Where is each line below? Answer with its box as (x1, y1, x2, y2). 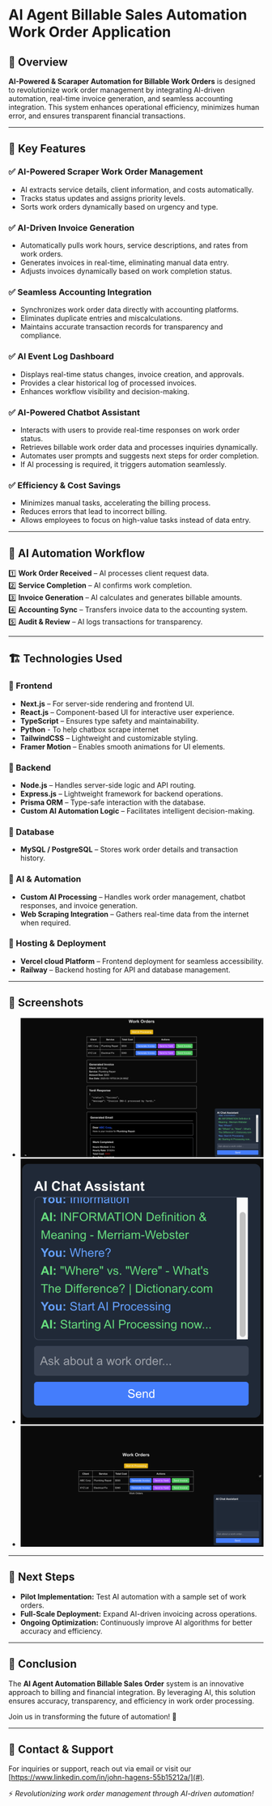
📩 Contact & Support (8, 1742, 114, 1756)
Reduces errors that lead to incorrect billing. (19, 507, 168, 516)
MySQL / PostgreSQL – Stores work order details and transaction (19, 844, 239, 855)
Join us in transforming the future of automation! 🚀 (8, 1711, 177, 1721)
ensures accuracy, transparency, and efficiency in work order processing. (8, 1696, 255, 1706)
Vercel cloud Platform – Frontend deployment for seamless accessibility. (19, 956, 264, 966)
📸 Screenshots (8, 996, 84, 1009)
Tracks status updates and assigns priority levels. (19, 193, 186, 203)
